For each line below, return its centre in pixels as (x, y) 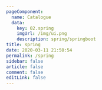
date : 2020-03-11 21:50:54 (39, 50)
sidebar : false (25, 61)
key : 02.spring (35, 28)
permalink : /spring (30, 56)
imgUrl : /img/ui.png (42, 34)
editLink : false (26, 78)
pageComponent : (25, 12)
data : (18, 22)
